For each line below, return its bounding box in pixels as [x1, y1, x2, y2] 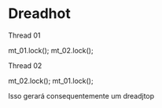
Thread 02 [8, 60, 42, 70]
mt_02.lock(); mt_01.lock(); [8, 76, 94, 85]
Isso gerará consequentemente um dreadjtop [8, 91, 155, 100]
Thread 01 [8, 31, 41, 40]
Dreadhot [8, 5, 71, 23]
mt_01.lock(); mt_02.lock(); [8, 45, 94, 55]
